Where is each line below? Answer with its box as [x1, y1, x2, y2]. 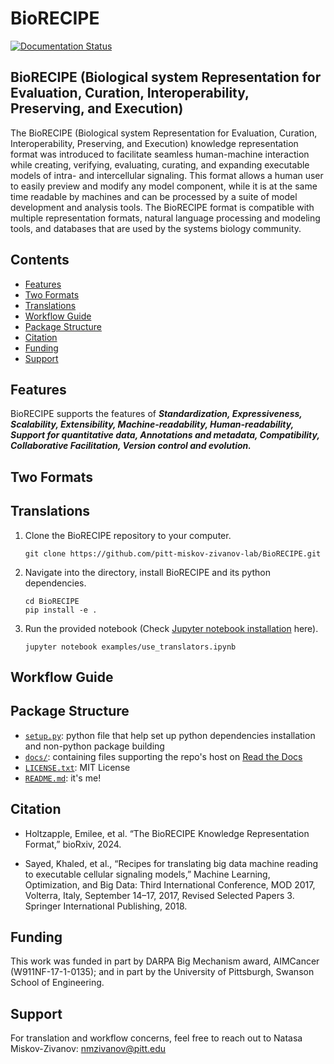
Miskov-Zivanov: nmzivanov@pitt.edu [10, 1043, 167, 1055]
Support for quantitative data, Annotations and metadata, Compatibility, [10, 429, 320, 441]
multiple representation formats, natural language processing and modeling [10, 212, 321, 224]
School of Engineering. [10, 977, 105, 989]
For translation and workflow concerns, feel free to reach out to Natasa [10, 1032, 303, 1044]
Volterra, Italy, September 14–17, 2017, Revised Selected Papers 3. [24, 889, 295, 901]
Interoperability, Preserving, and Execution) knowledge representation [10, 137, 299, 149]
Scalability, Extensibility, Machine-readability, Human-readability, [10, 418, 294, 431]
